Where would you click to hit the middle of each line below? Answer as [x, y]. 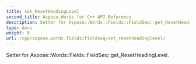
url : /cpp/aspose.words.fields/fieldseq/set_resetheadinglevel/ [86, 38]
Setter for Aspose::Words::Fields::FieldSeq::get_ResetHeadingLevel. [87, 55]
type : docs [19, 28]
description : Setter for [36, 22]
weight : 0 [18, 33]
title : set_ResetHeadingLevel [43, 11]
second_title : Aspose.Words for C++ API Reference [69, 17]
